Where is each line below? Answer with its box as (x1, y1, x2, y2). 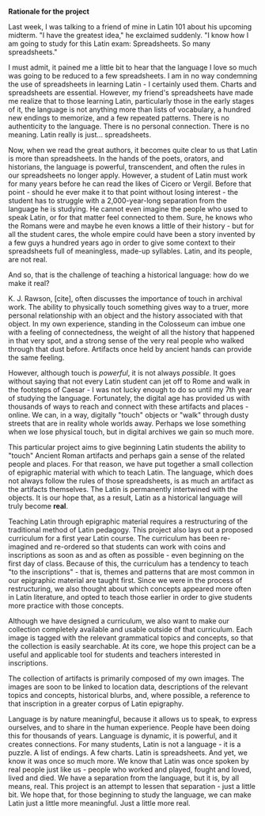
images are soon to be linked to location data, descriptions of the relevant (8, 682, 248, 692)
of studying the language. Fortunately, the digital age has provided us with (8, 394, 251, 402)
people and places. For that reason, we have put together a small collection (8, 459, 254, 468)
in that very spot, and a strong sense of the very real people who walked (8, 336, 244, 345)
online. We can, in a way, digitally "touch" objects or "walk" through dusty (8, 410, 249, 419)
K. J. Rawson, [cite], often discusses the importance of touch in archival (8, 294, 243, 303)
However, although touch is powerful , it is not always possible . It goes (8, 368, 236, 377)
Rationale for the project (8, 7, 89, 16)
